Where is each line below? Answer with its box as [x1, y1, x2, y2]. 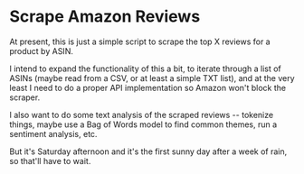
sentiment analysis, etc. [9, 128, 98, 139]
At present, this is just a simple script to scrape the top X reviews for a [9, 36, 271, 47]
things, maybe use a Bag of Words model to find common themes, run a [9, 119, 278, 130]
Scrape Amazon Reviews [9, 6, 201, 27]
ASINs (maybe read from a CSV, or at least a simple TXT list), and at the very [9, 72, 295, 83]
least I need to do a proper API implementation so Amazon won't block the [9, 82, 287, 93]
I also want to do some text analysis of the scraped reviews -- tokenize [9, 109, 274, 120]
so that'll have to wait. [9, 155, 91, 166]
